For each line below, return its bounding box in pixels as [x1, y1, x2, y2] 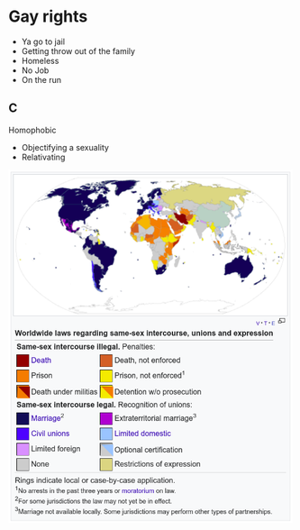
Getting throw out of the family [21, 45, 136, 56]
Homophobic [8, 124, 57, 135]
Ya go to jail [21, 36, 65, 47]
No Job [21, 65, 50, 76]
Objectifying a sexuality [21, 142, 110, 152]
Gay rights [8, 6, 88, 27]
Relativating [21, 151, 66, 162]
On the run [21, 74, 62, 85]
